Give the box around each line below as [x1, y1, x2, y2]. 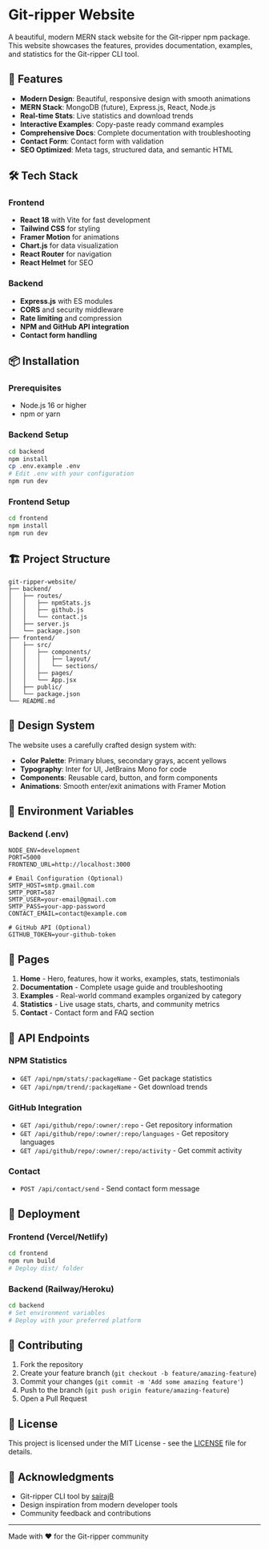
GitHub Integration [8, 1102, 82, 1113]
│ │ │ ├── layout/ [8, 655, 91, 663]
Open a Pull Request [19, 1393, 88, 1404]
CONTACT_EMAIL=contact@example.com [8, 910, 127, 918]
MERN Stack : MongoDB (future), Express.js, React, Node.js [19, 102, 216, 111]
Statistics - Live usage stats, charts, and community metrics [19, 1000, 220, 1009]
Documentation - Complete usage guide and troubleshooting [19, 982, 223, 992]
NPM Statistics [8, 1055, 68, 1066]
